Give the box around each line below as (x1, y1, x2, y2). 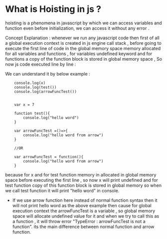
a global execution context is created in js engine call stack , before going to (5, 40, 162, 46)
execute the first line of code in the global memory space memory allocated (5, 45, 161, 51)
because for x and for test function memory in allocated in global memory (5, 171, 157, 177)
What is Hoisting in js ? (5, 3, 101, 15)
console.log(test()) (14, 84, 57, 90)
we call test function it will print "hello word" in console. (5, 187, 120, 193)
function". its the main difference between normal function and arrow (12, 224, 155, 230)
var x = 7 (14, 102, 35, 107)
